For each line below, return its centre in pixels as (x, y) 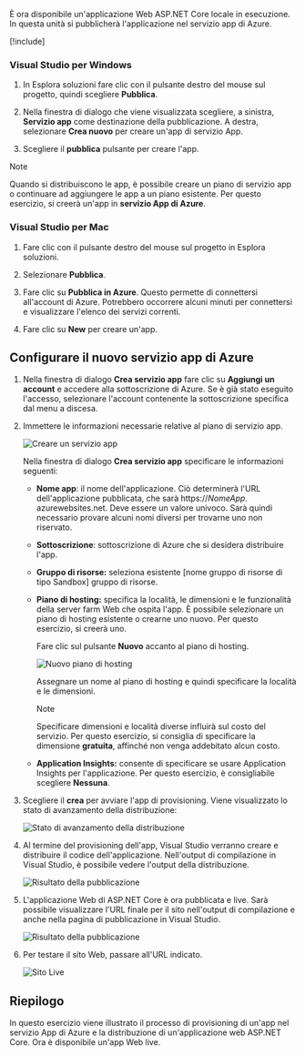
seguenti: (40, 471)
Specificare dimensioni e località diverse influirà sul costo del (151, 726)
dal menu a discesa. (60, 409)
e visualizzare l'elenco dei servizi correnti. (102, 311)
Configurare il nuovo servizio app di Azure (132, 357)
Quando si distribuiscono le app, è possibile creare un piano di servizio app (151, 184)
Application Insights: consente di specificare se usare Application (161, 764)
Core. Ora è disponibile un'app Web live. (85, 1042)
